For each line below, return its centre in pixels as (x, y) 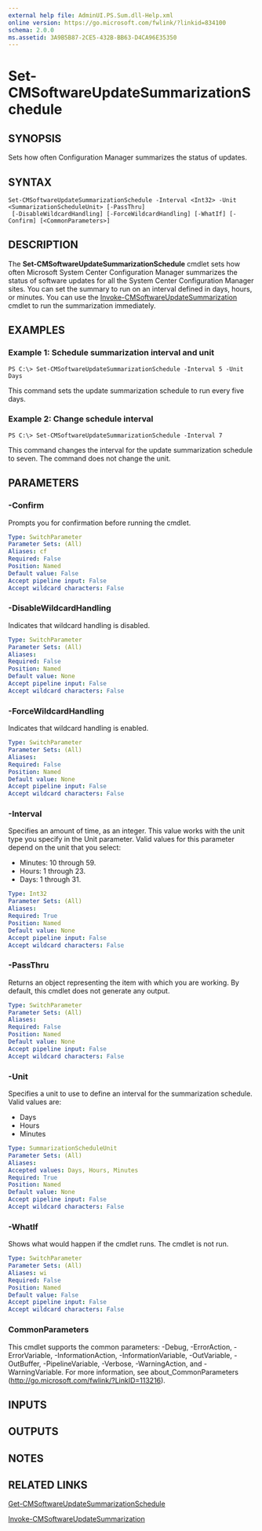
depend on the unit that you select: (65, 848)
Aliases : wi (27, 1273)
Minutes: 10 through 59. (58, 863)
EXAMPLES (36, 330)
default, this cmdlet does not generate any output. (89, 990)
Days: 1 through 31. (50, 879)
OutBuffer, (25, 1364)
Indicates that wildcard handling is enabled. (78, 729)
